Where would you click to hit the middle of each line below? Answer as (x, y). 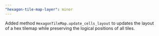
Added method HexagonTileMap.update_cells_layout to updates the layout (79, 23)
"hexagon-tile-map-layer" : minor (39, 9)
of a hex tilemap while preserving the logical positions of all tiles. (70, 28)
